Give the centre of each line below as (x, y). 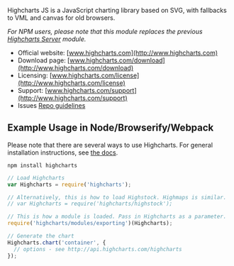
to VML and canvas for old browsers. (61, 18)
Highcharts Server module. (47, 39)
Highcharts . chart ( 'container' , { (57, 243)
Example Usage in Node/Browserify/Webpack (111, 128)
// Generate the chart (41, 236)
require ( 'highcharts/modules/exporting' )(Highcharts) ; (90, 223)
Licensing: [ (35, 75)
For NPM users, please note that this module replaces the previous (105, 32)
